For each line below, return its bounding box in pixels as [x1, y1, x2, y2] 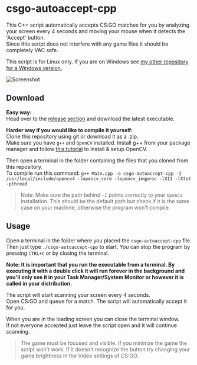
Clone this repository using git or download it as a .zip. [6, 133, 139, 140]
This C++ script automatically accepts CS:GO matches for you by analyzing [6, 21, 190, 28]
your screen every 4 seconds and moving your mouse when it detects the [6, 27, 186, 34]
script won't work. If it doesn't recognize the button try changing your [20, 345, 191, 353]
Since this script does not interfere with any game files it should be [6, 40, 169, 47]
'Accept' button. [6, 34, 45, 41]
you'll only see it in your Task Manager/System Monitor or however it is [6, 273, 184, 280]
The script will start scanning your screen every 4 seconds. [6, 291, 150, 298]
